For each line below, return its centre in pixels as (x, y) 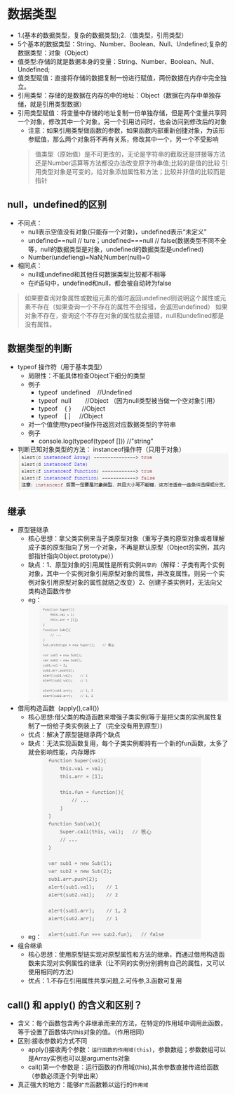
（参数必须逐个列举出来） (65, 1076)
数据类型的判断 (40, 349)
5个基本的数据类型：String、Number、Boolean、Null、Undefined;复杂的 (122, 44)
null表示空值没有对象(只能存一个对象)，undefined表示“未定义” (117, 232)
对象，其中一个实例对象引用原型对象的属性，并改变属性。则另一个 (123, 573)
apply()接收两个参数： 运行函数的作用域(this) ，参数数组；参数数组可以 (127, 1049)
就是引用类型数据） (58, 104)
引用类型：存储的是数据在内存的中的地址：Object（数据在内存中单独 (116, 95)
